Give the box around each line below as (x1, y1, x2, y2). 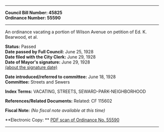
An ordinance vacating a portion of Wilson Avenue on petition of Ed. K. (5, 29, 147, 35)
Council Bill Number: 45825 (5, 10, 62, 15)
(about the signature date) (5, 65, 58, 70)
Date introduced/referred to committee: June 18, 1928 (5, 74, 116, 80)
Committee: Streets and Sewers (5, 79, 70, 85)
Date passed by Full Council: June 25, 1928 (5, 49, 94, 54)
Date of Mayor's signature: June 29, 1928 (5, 59, 90, 65)
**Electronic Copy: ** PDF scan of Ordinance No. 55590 (5, 117, 120, 123)
